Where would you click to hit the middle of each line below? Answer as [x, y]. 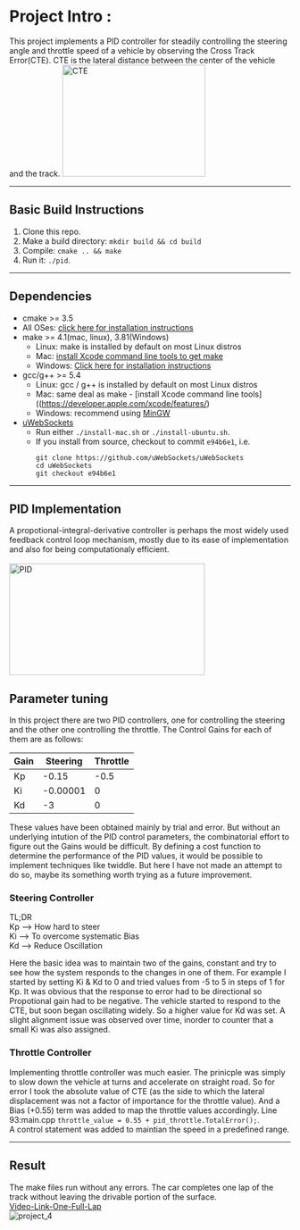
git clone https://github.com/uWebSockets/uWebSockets [139, 457]
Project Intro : [61, 17]
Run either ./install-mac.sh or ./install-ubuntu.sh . [133, 431]
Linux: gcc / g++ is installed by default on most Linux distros [146, 384]
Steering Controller [52, 898]
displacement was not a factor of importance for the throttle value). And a [145, 1100]
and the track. [35, 173]
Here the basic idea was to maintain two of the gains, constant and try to [143, 963]
